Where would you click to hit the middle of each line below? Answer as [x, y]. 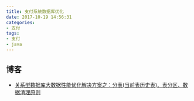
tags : [13, 33]
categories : [21, 22]
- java [14, 45]
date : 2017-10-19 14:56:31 [39, 17]
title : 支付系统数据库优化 [35, 11]
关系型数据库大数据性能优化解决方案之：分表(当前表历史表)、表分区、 [99, 85]
